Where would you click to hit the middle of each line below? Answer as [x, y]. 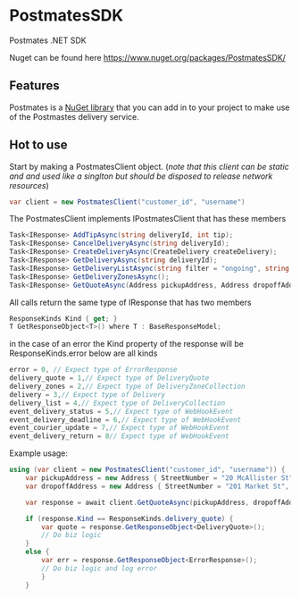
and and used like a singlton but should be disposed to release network [141, 176]
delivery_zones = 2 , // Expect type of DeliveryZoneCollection [127, 387]
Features [34, 86]
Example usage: [39, 453]
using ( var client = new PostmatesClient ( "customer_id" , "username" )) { [147, 470]
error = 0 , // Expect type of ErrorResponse [93, 370]
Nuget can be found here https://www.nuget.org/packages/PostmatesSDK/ [147, 57]
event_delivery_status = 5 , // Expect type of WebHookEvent [121, 411]
